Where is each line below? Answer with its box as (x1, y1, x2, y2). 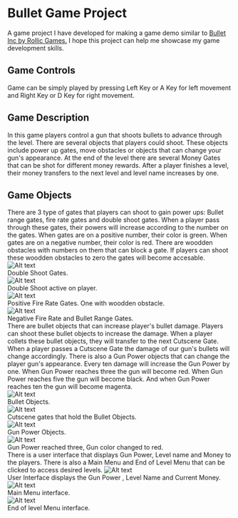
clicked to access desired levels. (7, 466, 103, 474)
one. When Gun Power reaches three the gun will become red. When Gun (7, 367, 223, 376)
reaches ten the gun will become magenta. (7, 382, 133, 391)
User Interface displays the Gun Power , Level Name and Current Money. (7, 473, 221, 482)
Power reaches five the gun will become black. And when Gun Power (7, 375, 210, 383)
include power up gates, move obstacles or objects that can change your (7, 146, 222, 154)
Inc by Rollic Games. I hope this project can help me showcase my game (7, 36, 220, 44)
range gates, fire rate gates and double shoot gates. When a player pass (7, 215, 219, 224)
